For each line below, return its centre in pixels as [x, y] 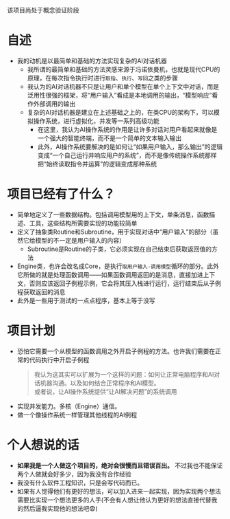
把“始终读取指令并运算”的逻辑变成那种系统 [97, 164]
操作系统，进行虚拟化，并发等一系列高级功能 [96, 121]
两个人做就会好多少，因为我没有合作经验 [74, 474]
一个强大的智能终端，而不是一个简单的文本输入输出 [110, 138]
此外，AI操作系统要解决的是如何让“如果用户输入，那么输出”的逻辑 [130, 146]
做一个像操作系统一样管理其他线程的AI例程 [77, 415]
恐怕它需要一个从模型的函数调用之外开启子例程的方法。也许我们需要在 [116, 351]
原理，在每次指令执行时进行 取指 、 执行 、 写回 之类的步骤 [102, 78]
